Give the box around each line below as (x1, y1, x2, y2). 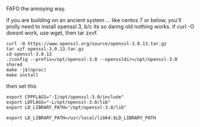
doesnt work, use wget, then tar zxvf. (6, 29, 99, 36)
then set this (6, 83, 37, 89)
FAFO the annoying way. (6, 5, 66, 12)
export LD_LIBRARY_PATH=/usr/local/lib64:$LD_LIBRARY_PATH (6, 115, 156, 121)
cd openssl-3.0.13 (6, 51, 52, 57)
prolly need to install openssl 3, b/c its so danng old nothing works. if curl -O (6, 23, 195, 30)
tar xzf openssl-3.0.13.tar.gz (6, 46, 84, 52)
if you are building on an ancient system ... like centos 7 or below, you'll (6, 17, 181, 23)
